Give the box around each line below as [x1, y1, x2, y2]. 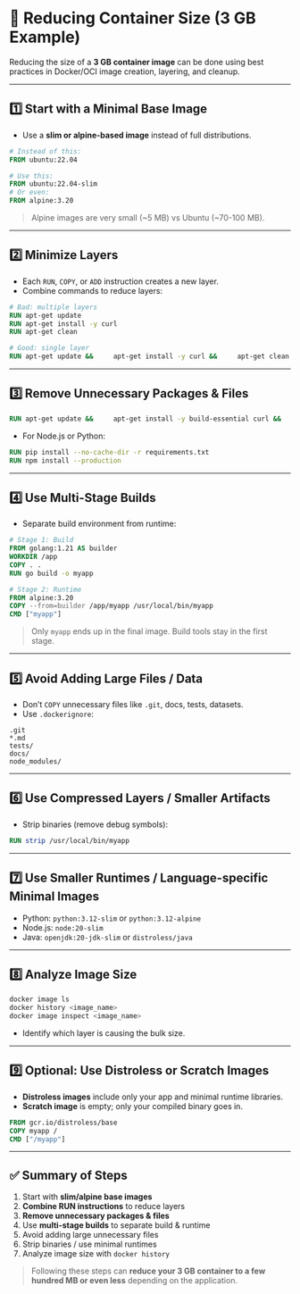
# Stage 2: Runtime [9, 585, 82, 594]
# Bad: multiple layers [9, 303, 98, 312]
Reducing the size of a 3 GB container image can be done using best [9, 56, 264, 67]
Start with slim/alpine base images [21, 1191, 153, 1202]
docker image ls [9, 995, 70, 1004]
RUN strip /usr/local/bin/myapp [9, 836, 129, 845]
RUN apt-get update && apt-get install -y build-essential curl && [9, 414, 281, 423]
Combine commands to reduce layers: [21, 285, 163, 296]
